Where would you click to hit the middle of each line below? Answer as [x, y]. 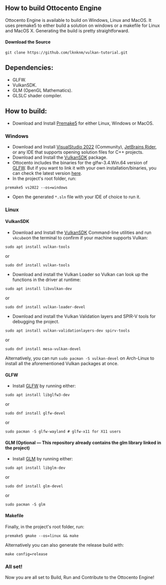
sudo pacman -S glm [25, 505]
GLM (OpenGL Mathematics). [42, 90]
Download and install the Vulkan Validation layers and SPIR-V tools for [84, 316]
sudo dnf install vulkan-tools [38, 265]
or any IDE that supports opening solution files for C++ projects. [78, 152]
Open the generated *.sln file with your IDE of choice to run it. [76, 197]
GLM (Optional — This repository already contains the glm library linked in [83, 442]
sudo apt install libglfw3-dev [38, 395]
